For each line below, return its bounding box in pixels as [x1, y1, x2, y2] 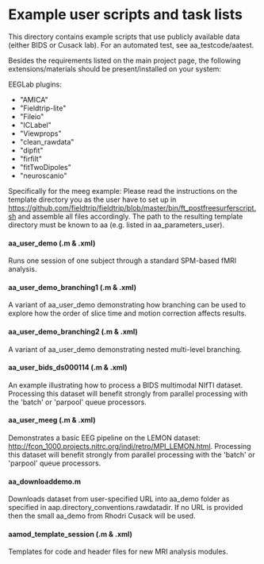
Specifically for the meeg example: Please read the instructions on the [8, 186, 238, 195]
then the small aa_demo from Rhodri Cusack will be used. [8, 511, 196, 521]
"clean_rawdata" [19, 137, 75, 146]
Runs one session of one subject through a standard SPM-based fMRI [8, 256, 237, 265]
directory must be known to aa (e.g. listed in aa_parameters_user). [8, 220, 224, 230]
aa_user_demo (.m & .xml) [8, 238, 96, 248]
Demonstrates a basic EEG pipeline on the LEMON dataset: [8, 433, 201, 442]
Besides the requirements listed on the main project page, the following [8, 56, 241, 65]
